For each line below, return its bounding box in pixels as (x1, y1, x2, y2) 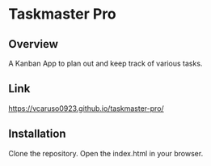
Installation (8, 127, 66, 141)
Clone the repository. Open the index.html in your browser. (8, 148, 204, 158)
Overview (8, 37, 59, 51)
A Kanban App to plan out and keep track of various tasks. (8, 58, 203, 68)
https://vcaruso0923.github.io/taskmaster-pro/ (8, 103, 164, 113)
